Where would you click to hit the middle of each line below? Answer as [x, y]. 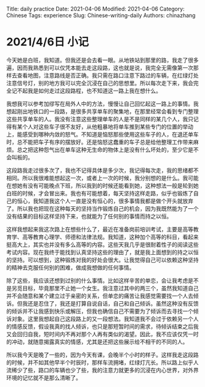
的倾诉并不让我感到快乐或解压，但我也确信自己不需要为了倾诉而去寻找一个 [100, 311]
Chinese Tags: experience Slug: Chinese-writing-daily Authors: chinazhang [101, 15]
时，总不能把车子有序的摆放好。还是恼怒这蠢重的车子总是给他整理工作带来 [100, 142]
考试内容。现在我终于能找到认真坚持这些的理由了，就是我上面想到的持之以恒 [103, 252]
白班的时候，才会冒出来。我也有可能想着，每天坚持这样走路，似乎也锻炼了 [100, 193]
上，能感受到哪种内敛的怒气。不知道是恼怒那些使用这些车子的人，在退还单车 [103, 134]
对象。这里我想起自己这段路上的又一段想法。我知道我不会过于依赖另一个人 [105, 318]
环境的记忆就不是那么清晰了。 [44, 378]
